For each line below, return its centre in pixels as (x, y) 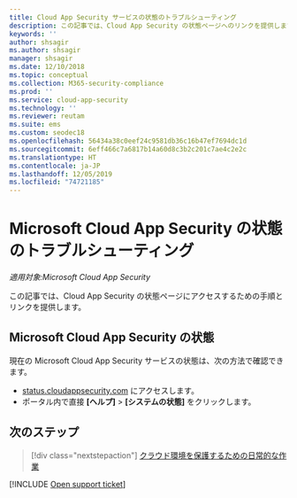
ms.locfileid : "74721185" (57, 183)
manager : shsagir (41, 58)
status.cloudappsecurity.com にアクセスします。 (110, 390)
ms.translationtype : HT (53, 157)
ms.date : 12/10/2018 (47, 67)
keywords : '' (33, 34)
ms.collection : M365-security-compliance (87, 83)
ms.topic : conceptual (49, 75)
